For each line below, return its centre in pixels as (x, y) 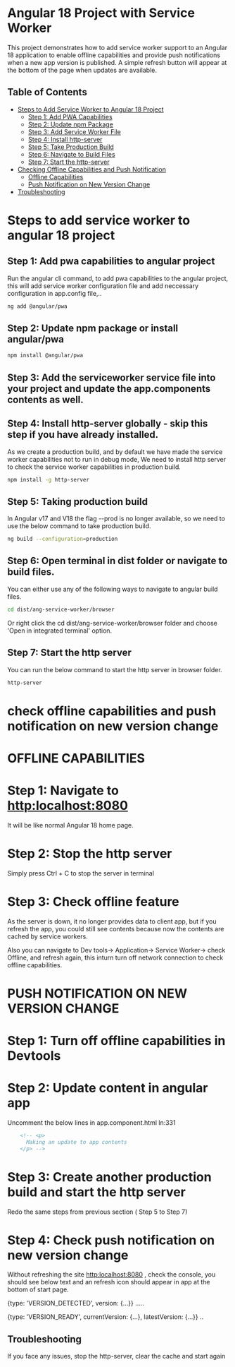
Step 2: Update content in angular (108, 1088)
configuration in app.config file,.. (55, 293)
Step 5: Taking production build (77, 502)
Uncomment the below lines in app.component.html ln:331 (91, 1122)
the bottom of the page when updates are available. (82, 70)
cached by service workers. (47, 936)
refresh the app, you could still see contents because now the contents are (116, 929)
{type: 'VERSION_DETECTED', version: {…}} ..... (76, 1303)
